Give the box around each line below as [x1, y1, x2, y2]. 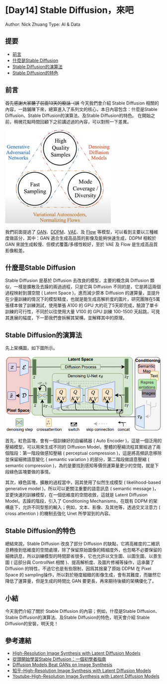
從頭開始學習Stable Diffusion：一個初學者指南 [12, 656, 106, 662]
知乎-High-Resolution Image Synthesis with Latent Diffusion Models [12, 668, 152, 674]
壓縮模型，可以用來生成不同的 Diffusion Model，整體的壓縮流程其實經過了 [5, 444, 157, 450]
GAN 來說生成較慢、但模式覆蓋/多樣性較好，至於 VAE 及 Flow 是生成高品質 [5, 241, 158, 247]
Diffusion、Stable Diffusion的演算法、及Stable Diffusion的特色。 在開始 [5, 113, 151, 118]
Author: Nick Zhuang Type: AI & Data [5, 21, 81, 27]
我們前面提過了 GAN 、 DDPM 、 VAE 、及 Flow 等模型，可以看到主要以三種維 [5, 228, 158, 234]
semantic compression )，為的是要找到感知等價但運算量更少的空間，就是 [5, 462, 155, 468]
